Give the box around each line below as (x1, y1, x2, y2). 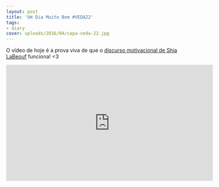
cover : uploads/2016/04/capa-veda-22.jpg (6, 31, 110, 37)
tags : (6, 19, 19, 25)
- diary (6, 25, 25, 31)
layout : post (6, 8, 38, 15)
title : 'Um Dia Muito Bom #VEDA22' (6, 14, 94, 20)
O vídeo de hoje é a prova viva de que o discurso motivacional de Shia (6, 47, 178, 54)
